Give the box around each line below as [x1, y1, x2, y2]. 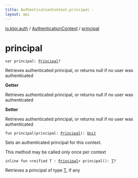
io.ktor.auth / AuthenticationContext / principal [5, 25, 100, 31]
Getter [5, 82, 19, 88]
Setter [5, 107, 18, 112]
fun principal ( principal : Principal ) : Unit [5, 131, 96, 136]
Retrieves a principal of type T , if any [5, 167, 80, 173]
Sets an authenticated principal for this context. [5, 140, 102, 145]
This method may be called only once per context [5, 149, 106, 155]
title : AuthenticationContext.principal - [5, 7, 94, 12]
